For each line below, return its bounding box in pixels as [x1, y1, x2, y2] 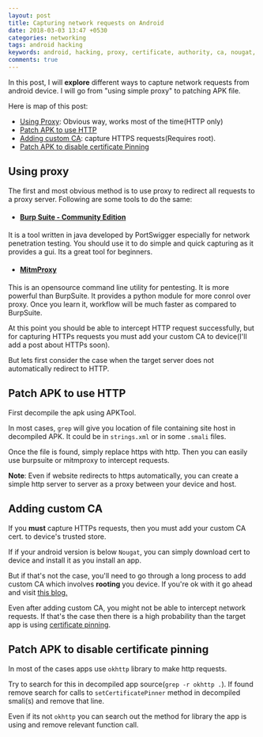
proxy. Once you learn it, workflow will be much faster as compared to [8, 300, 237, 309]
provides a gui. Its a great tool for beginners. [8, 246, 152, 256]
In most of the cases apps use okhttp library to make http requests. [8, 663, 227, 674]
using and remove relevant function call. [8, 720, 139, 729]
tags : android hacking [8, 41, 83, 49]
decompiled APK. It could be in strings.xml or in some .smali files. [8, 431, 227, 441]
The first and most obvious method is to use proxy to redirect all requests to [8, 185, 255, 195]
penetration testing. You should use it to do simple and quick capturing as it [8, 239, 254, 248]
